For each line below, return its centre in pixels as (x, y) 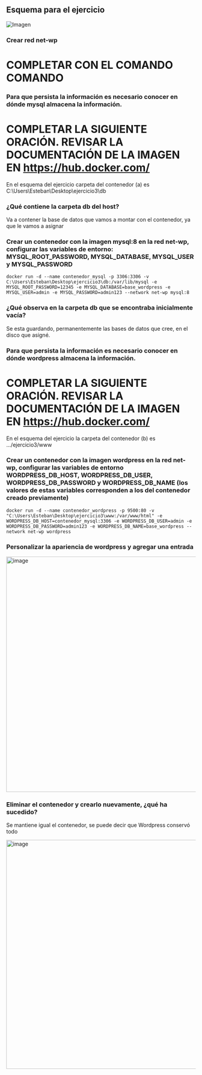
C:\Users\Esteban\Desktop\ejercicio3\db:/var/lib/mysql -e (82, 282)
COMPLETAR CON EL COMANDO (90, 65)
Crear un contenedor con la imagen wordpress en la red (89, 460)
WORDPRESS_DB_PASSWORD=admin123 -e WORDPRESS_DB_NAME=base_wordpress (95, 526)
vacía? (16, 315)
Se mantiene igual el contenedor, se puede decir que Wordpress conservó (98, 825)
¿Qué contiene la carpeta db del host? (63, 206)
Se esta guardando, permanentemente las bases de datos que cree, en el (97, 328)
